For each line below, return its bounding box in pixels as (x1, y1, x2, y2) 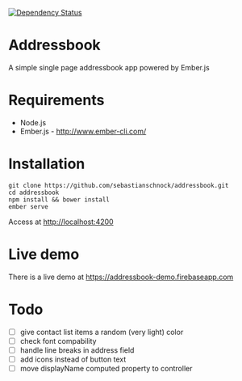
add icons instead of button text (19, 354, 127, 364)
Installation (8, 155, 86, 173)
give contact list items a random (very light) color (19, 327, 184, 337)
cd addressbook (8, 188, 60, 197)
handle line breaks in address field (19, 345, 135, 355)
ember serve (8, 202, 48, 210)
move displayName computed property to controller (19, 363, 193, 373)
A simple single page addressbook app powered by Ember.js (8, 62, 210, 72)
